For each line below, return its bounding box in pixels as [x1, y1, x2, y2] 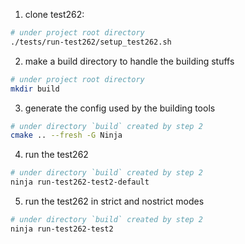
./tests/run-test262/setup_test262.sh [10, 37, 172, 47]
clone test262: [24, 9, 85, 20]
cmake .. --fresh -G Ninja [10, 130, 123, 141]
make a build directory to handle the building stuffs [24, 55, 235, 67]
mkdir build [10, 84, 60, 94]
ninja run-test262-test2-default [10, 177, 150, 188]
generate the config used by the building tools [24, 102, 216, 114]
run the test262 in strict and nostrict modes [24, 195, 205, 207]
